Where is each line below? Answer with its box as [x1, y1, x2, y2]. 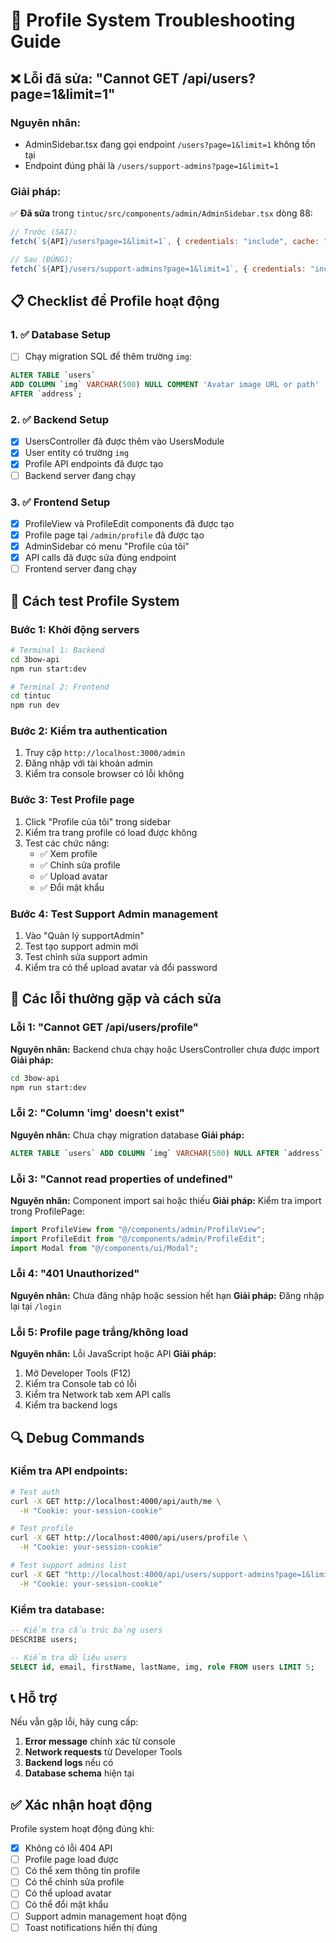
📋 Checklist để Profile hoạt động [10, 293, 220, 310]
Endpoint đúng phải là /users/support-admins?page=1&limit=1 [24, 159, 279, 171]
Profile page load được [24, 1854, 119, 1866]
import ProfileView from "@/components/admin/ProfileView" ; [10, 1224, 267, 1234]
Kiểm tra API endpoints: [10, 1464, 128, 1478]
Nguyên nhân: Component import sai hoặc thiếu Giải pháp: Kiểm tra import [10, 1194, 322, 1206]
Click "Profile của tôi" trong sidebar [24, 815, 172, 828]
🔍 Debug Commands [10, 1429, 145, 1446]
